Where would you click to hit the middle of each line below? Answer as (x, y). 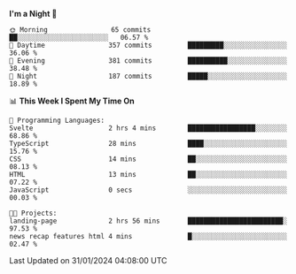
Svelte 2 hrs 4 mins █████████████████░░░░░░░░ (148, 128)
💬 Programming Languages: (57, 120)
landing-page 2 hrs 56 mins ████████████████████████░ (148, 221)
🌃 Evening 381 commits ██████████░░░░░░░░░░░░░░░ (148, 61)
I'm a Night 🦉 (33, 14)
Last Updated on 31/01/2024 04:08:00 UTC (88, 260)
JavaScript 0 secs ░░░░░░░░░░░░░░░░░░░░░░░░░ (148, 190)
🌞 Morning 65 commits (80, 30)
